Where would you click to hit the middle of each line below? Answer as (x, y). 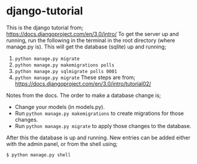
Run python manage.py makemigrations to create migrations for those (99, 113)
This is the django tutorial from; (45, 28)
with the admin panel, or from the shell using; (62, 144)
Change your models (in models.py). (60, 107)
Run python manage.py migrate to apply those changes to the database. (103, 126)
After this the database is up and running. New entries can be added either (98, 137)
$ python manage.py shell (38, 155)
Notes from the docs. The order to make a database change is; (84, 95)
